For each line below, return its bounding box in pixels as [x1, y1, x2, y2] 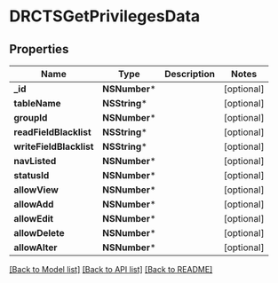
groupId [13, 112, 48, 123]
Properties [9, 42, 69, 57]
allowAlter [13, 241, 58, 254]
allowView [13, 184, 60, 196]
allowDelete [13, 227, 65, 239]
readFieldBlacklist [13, 126, 91, 138]
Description [163, 68, 216, 80]
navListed [13, 155, 57, 167]
